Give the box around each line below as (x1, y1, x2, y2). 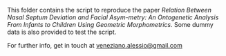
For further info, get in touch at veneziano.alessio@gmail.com (7, 41, 183, 49)
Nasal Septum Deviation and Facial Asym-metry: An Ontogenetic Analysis (7, 13, 219, 21)
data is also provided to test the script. (7, 28, 117, 36)
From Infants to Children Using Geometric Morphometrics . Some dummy (7, 21, 214, 28)
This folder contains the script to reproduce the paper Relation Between (7, 6, 212, 14)
